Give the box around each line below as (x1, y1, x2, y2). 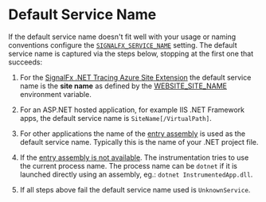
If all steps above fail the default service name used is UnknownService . (19, 185, 251, 194)
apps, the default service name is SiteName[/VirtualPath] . (19, 113, 213, 122)
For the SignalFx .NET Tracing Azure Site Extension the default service (19, 72, 252, 82)
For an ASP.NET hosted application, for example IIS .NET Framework (19, 105, 245, 115)
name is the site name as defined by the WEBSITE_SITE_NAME (19, 81, 227, 91)
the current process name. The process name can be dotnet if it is (19, 161, 237, 170)
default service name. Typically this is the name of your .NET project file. (19, 137, 259, 146)
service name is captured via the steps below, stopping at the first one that (8, 49, 254, 58)
